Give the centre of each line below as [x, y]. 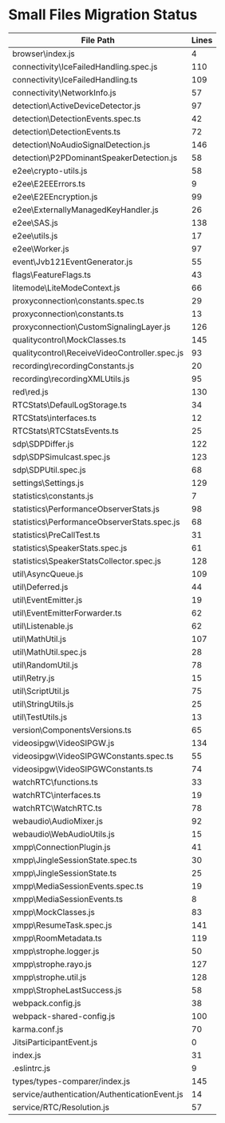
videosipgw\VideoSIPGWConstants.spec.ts [93, 756]
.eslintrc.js [32, 1068]
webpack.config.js [47, 1003]
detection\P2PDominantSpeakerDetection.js [95, 158]
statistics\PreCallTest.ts [56, 535]
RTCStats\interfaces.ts [55, 418]
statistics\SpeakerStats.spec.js [70, 547]
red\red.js [31, 391]
